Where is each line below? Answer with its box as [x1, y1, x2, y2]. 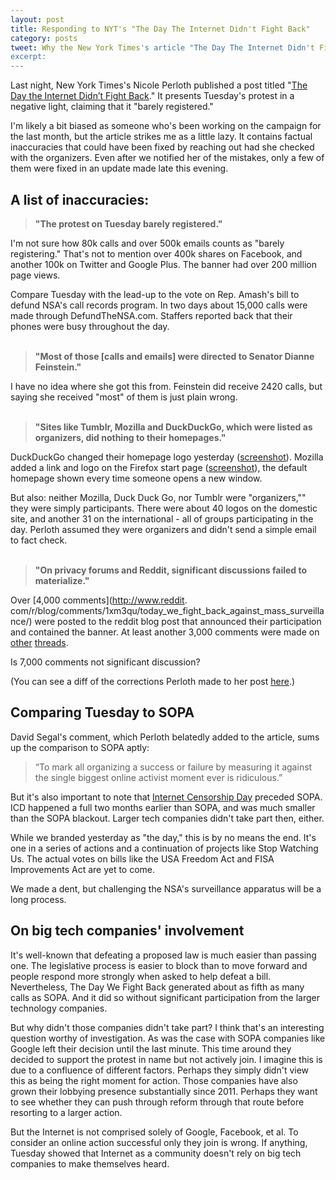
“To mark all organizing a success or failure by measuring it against [34, 761, 313, 773]
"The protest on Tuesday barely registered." [34, 217, 223, 230]
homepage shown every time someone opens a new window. [10, 472, 263, 484]
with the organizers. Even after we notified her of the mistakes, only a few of [10, 152, 325, 164]
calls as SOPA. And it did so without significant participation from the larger [10, 991, 320, 1003]
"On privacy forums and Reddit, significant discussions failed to [34, 564, 308, 576]
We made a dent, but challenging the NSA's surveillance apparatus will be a [10, 882, 322, 895]
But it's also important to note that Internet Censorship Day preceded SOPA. [10, 791, 323, 803]
